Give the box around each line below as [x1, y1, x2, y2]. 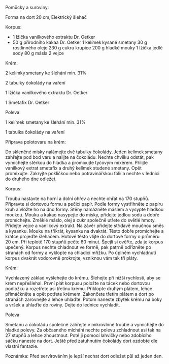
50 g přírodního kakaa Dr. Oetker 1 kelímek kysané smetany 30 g [12, 39, 147, 45]
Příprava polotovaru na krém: [5, 139, 66, 145]
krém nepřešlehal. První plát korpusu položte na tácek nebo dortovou [5, 280, 150, 286]
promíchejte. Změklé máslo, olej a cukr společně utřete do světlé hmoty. [5, 217, 156, 223]
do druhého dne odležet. [5, 176, 57, 182]
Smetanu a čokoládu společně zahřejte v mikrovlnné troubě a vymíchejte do [5, 322, 164, 327]
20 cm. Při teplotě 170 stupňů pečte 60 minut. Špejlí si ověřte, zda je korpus [5, 239, 163, 245]
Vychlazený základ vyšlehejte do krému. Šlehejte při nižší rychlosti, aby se [5, 275, 161, 281]
